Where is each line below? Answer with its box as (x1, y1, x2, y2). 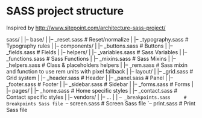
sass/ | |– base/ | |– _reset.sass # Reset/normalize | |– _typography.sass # (6, 36, 189, 43)
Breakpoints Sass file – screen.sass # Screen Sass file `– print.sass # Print (6, 99, 196, 107)
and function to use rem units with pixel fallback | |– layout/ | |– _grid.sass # (6, 67, 194, 75)
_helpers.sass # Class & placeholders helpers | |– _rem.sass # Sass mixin (6, 61, 188, 69)
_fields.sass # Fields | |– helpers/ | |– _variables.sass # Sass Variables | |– (6, 48, 188, 55)
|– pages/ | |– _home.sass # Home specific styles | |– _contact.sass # (6, 87, 178, 94)
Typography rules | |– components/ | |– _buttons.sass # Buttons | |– (6, 42, 173, 49)
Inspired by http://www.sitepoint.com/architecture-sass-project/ (6, 24, 166, 31)
